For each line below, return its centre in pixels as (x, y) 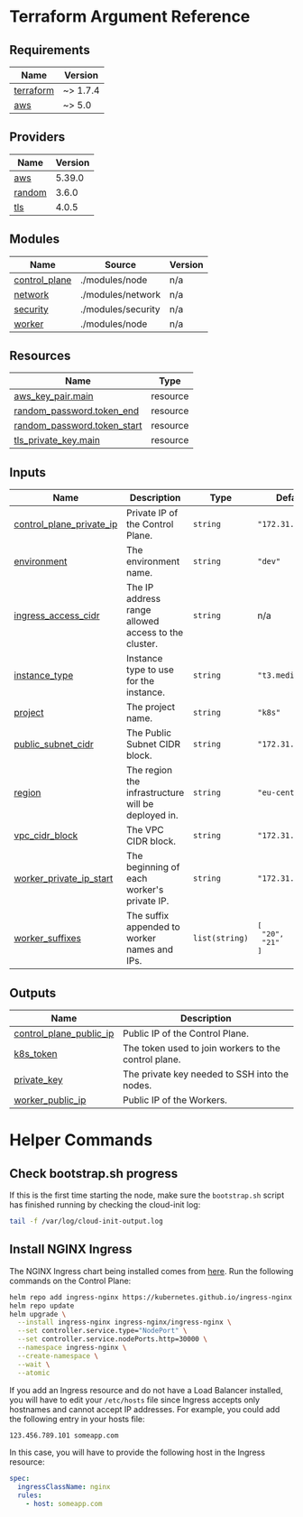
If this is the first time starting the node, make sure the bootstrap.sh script (147, 1195)
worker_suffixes (47, 939)
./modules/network (120, 294)
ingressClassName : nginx (64, 1487)
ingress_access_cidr (57, 615)
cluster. (142, 644)
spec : (19, 1479)
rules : (30, 1495)
